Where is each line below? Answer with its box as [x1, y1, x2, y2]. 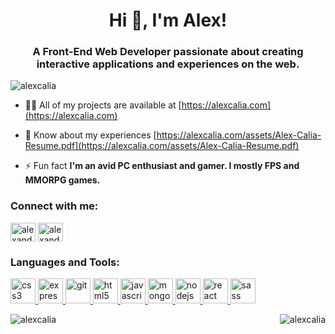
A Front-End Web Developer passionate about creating [32, 45, 304, 59]
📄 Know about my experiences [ [24, 129, 157, 141]
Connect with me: [10, 199, 99, 213]
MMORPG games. [24, 174, 101, 186]
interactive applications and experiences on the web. [36, 57, 300, 71]
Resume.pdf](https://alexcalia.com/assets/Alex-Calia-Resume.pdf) [24, 140, 300, 152]
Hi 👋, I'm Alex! [108, 9, 228, 32]
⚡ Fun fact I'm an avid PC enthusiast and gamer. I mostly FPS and [24, 160, 300, 172]
